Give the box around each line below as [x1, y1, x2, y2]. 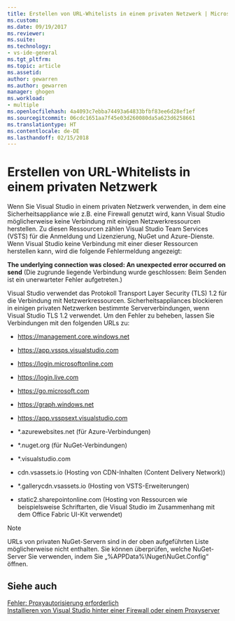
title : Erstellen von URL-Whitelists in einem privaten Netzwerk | [7, 10, 208, 18]
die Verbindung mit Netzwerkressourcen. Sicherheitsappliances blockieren [7, 296, 223, 305]
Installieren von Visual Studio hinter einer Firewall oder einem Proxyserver [7, 606, 220, 614]
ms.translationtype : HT [7, 121, 77, 128]
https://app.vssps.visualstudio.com [17, 346, 119, 355]
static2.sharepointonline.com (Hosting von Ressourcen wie [17, 496, 187, 504]
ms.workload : [7, 95, 45, 102]
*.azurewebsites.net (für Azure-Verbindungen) [17, 428, 151, 436]
